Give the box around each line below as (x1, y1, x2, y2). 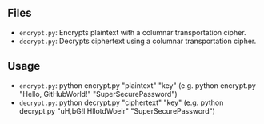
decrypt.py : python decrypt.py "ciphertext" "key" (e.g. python (18, 98, 224, 107)
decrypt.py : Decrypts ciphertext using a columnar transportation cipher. (18, 36, 257, 46)
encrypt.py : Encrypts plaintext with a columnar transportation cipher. (18, 27, 246, 37)
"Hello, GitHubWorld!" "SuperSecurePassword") (18, 89, 178, 98)
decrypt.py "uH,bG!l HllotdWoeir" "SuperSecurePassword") (18, 106, 215, 115)
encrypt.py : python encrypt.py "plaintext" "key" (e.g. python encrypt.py (18, 80, 257, 90)
